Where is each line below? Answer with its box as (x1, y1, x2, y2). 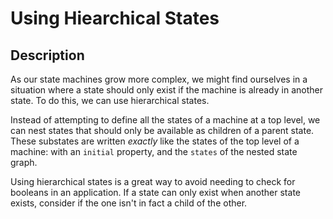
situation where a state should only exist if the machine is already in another (10, 84, 323, 96)
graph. (10, 157, 38, 168)
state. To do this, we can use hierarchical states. (10, 95, 210, 106)
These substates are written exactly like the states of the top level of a (10, 135, 300, 147)
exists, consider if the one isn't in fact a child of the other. (10, 197, 248, 209)
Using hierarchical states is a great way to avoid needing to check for (10, 176, 296, 187)
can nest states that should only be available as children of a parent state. (10, 125, 315, 136)
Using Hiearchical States (10, 7, 220, 30)
